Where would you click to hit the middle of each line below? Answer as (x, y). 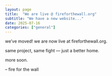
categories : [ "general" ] (30, 28)
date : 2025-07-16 (23, 23)
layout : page (18, 9)
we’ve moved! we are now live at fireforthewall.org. (56, 41)
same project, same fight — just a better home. (52, 51)
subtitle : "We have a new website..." (44, 18)
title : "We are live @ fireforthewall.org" (51, 14)
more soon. (17, 60)
